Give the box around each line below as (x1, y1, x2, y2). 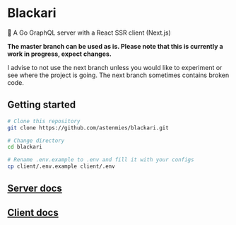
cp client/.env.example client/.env (7, 163, 115, 171)
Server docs (7, 183, 62, 195)
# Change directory (7, 137, 65, 144)
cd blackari (7, 144, 42, 151)
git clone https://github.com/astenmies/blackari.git (7, 124, 170, 132)
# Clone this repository (7, 117, 81, 125)
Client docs (7, 207, 59, 219)
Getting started (7, 99, 76, 111)
